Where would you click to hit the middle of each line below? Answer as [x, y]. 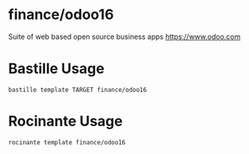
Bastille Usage [56, 69]
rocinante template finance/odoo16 [67, 142]
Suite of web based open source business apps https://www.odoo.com [125, 37]
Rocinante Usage [65, 121]
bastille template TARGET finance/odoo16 [78, 90]
